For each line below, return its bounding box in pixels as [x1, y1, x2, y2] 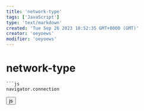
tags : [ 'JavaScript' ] [6, 14, 60, 20]
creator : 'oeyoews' [6, 31, 55, 37]
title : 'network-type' [6, 8, 62, 15]
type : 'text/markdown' [6, 19, 62, 25]
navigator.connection [6, 86, 60, 92]
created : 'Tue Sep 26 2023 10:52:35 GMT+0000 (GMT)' [6, 25, 139, 31]
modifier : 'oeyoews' [6, 36, 57, 42]
